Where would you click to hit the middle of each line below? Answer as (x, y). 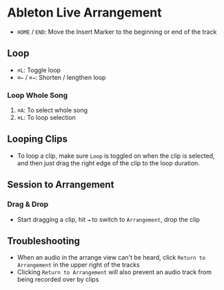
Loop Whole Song (38, 95)
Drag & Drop (28, 205)
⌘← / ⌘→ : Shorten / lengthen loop (61, 77)
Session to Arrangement (61, 185)
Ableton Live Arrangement (84, 13)
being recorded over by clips (58, 280)
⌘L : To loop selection (46, 118)
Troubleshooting (44, 241)
